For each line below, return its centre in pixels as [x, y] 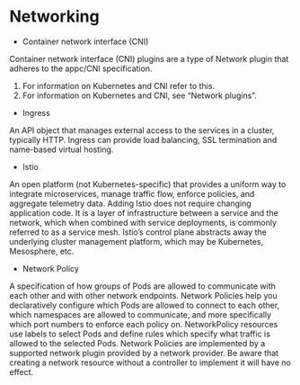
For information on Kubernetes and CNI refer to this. [119, 85]
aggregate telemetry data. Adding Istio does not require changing [130, 203]
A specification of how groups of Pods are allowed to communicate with [142, 286]
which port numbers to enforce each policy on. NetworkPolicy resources [144, 324]
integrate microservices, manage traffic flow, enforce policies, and [132, 193]
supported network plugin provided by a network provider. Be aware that [144, 353]
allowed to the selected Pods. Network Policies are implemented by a [137, 343]
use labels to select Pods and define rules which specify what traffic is [140, 334]
